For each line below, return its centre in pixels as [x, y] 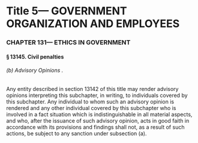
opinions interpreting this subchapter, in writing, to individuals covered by [97, 95]
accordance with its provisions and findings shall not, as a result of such [95, 127]
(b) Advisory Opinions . [35, 71]
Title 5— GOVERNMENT [67, 11]
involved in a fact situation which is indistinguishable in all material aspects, [99, 114]
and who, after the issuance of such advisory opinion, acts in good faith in [98, 120]
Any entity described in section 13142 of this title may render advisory [92, 89]
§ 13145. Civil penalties [35, 57]
